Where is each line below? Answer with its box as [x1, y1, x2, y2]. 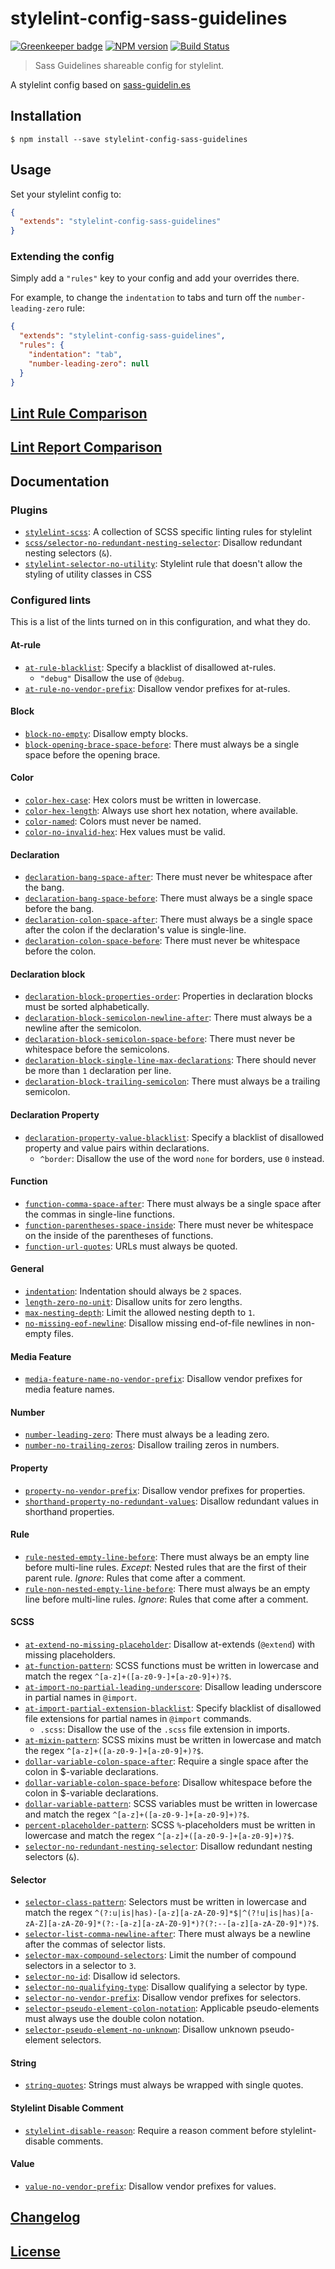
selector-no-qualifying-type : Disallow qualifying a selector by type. [24, 1981, 308, 1993]
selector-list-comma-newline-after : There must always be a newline [24, 1928, 311, 1940]
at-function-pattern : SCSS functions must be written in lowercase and [24, 1660, 320, 1672]
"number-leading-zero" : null [28, 358, 150, 369]
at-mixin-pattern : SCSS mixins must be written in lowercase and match [24, 1734, 322, 1746]
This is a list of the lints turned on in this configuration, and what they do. [10, 616, 311, 628]
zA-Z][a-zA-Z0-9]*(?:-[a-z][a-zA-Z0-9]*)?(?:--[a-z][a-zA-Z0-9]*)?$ [24, 1919, 317, 1929]
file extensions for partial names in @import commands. [24, 1713, 252, 1725]
